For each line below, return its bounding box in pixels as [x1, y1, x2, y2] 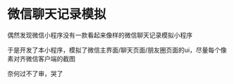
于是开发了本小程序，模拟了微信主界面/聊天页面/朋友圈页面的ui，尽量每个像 [7, 45, 227, 54]
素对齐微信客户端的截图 [7, 54, 75, 63]
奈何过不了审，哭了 [7, 69, 63, 78]
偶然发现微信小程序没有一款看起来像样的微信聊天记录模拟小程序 [7, 31, 192, 39]
